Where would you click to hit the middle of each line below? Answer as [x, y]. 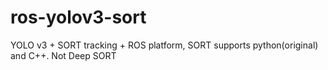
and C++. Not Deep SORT [63, 55]
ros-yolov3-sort [78, 17]
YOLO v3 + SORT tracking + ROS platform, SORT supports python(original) [164, 45]
